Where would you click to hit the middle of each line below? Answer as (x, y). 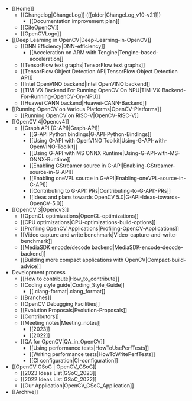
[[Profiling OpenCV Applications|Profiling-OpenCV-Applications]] (100, 228)
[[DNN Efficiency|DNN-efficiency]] (63, 46)
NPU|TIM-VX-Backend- (157, 90)
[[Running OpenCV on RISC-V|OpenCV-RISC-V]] (79, 115)
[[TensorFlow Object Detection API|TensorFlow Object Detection (99, 71)
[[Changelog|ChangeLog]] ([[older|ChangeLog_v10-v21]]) (91, 15)
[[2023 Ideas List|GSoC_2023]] (58, 373)
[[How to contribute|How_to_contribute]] (70, 279)
